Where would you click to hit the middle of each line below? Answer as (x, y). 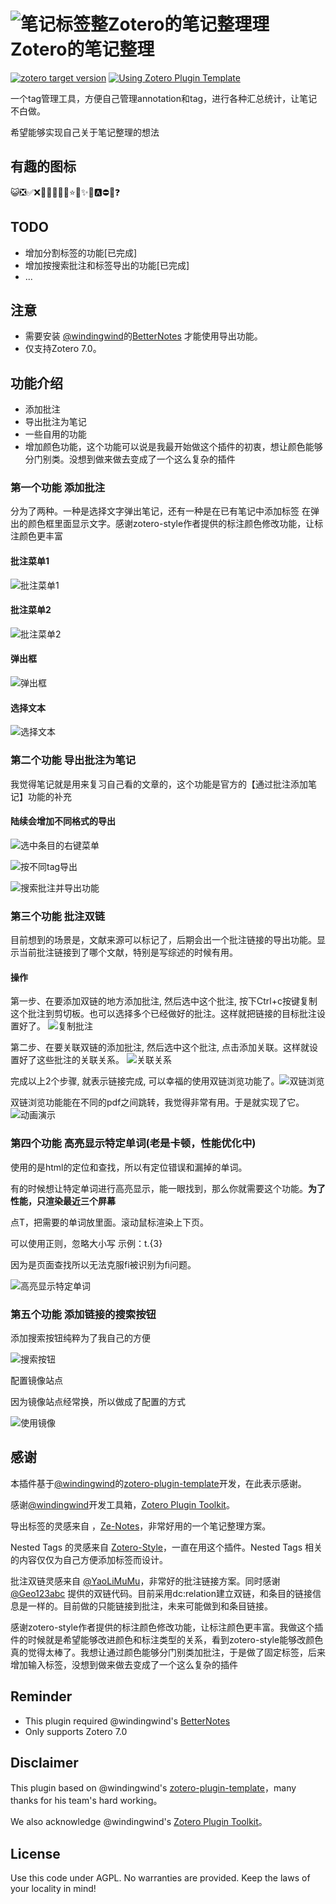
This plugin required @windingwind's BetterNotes (127, 1721)
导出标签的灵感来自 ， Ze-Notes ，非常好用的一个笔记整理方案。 (141, 1526)
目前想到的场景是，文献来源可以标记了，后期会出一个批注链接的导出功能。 (163, 940)
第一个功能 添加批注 (58, 488)
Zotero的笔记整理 (82, 49)
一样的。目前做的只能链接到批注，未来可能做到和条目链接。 (150, 1606)
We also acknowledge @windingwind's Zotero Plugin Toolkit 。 (139, 1822)
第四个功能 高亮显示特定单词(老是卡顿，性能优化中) (133, 1143)
